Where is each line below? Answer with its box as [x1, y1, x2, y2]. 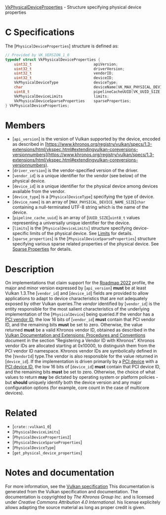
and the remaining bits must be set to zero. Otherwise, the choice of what [5, 369, 156, 375]
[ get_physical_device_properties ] [12, 450, 83, 456]
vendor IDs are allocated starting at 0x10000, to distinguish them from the [5, 343, 156, 349]
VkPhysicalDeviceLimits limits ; [14, 94, 110, 99]
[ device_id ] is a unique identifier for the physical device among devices [12, 183, 158, 189]
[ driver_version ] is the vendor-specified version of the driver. [12, 167, 139, 173]
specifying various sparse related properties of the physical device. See [12, 241, 159, 247]
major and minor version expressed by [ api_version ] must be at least [5, 285, 147, 291]
